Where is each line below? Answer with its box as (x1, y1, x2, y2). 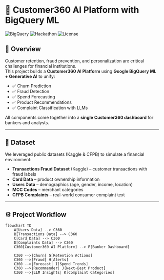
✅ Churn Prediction (12, 83, 51, 89)
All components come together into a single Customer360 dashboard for (5, 114, 154, 120)
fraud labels (12, 171, 37, 177)
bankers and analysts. (5, 119, 50, 126)
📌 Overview (5, 45, 41, 53)
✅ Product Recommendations (12, 99, 72, 105)
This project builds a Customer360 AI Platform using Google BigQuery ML (5, 68, 157, 74)
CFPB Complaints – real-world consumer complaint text (12, 192, 125, 198)
